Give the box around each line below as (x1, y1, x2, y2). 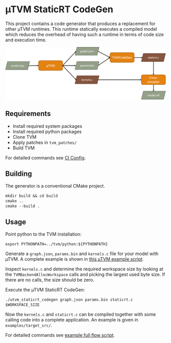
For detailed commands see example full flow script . (5, 332, 115, 338)
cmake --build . (5, 203, 40, 209)
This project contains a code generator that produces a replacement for (5, 20, 156, 27)
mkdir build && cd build (5, 193, 58, 199)
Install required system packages (12, 123, 82, 129)
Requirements (5, 109, 51, 118)
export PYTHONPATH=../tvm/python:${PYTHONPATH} (5, 242, 108, 247)
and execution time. (5, 37, 47, 43)
